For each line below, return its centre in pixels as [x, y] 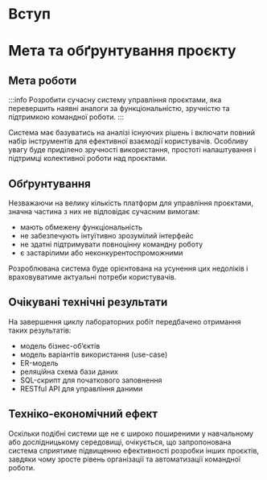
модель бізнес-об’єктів [60, 346]
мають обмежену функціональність [81, 227]
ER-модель [39, 362]
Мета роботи [43, 80]
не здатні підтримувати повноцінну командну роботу [111, 244]
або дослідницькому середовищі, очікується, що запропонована [120, 442]
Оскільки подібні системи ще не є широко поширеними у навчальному [131, 433]
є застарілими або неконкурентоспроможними [101, 253]
